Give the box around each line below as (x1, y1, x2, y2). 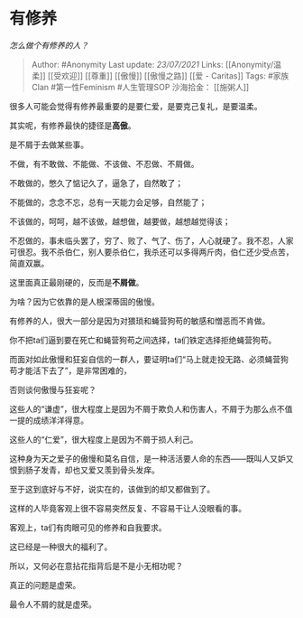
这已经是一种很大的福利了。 (9, 541, 113, 552)
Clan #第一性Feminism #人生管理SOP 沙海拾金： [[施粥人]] (31, 81, 250, 92)
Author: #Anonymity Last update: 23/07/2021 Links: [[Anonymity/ (31, 59, 274, 70)
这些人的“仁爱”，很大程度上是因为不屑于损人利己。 (9, 434, 198, 445)
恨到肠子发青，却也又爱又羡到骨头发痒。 (9, 464, 160, 475)
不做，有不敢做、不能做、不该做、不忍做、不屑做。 (9, 158, 199, 169)
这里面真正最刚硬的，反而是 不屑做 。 (9, 276, 144, 287)
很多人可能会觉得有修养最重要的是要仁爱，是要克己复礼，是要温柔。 (9, 100, 262, 111)
